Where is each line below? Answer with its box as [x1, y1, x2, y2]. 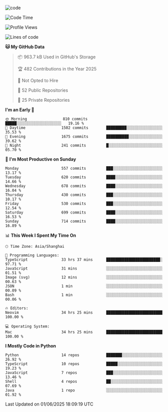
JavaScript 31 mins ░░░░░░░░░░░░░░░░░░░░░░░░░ [5, 266, 163, 271]
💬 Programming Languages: [5, 253, 59, 258]
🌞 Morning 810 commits [5, 116, 88, 121]
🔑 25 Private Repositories [17, 97, 70, 103]
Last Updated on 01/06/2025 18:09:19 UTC [5, 401, 94, 407]
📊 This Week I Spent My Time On [5, 232, 76, 238]
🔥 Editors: [5, 306, 29, 311]
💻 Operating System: [5, 324, 50, 329]
